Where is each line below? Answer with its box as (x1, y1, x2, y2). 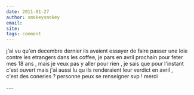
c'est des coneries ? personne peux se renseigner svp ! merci (6, 73, 158, 80)
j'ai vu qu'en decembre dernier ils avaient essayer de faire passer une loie (6, 47, 188, 54)
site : (6, 25, 20, 32)
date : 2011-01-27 (6, 8, 50, 15)
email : (6, 20, 23, 26)
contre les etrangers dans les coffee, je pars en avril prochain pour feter (6, 54, 183, 61)
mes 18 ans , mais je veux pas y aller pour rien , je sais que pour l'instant (6, 60, 184, 68)
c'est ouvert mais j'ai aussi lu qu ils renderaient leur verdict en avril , (6, 66, 173, 73)
